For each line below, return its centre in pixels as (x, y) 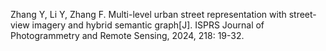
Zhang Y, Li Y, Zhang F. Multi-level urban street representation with (148, 14)
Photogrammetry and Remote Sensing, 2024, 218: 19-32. (127, 35)
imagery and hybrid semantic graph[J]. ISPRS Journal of (148, 25)
